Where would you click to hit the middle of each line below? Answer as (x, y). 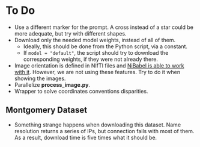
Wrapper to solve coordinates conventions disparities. (81, 91)
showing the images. (40, 78)
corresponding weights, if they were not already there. (91, 59)
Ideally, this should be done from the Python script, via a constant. (105, 46)
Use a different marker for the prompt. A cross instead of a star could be (104, 27)
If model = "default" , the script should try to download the (96, 52)
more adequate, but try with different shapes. (70, 33)
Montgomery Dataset (47, 110)
